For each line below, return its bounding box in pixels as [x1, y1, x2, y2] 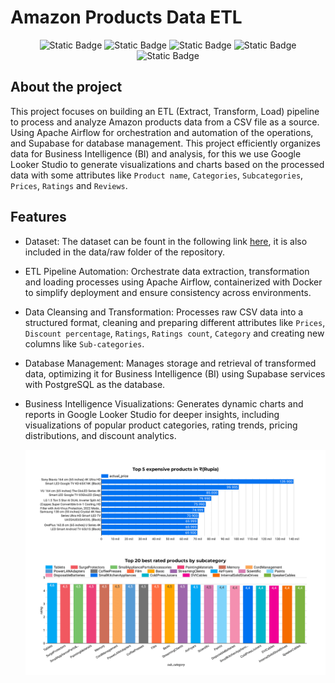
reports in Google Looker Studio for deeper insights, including [24, 408, 280, 420]
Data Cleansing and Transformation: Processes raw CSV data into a [24, 306, 304, 318]
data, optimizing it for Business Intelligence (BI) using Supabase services [24, 367, 326, 380]
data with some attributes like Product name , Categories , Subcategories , [10, 169, 304, 181]
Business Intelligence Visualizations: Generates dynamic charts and [24, 397, 304, 410]
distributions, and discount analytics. [24, 429, 177, 441]
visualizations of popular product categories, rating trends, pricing [24, 419, 298, 431]
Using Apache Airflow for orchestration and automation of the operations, [10, 126, 314, 138]
